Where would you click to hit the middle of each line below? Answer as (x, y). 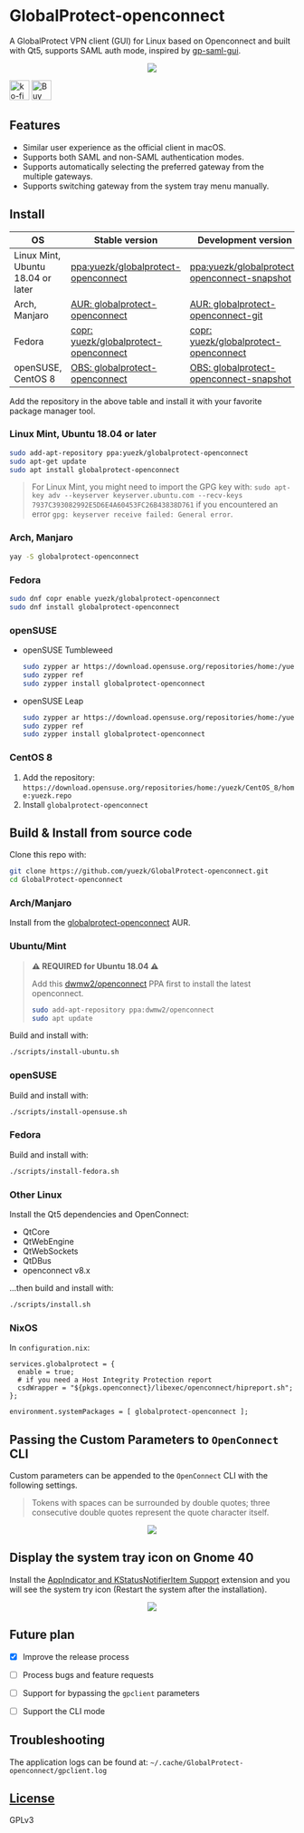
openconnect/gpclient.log (58, 1770)
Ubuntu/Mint (38, 946)
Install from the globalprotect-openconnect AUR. (100, 923)
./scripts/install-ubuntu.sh (64, 1052)
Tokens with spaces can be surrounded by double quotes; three (151, 1502)
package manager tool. (52, 411)
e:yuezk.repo (47, 795)
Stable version (126, 239)
